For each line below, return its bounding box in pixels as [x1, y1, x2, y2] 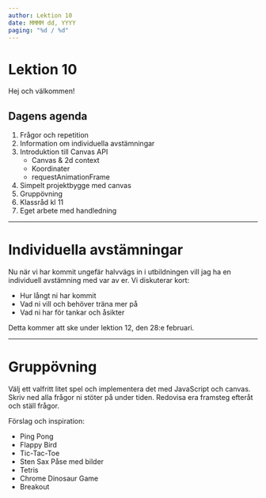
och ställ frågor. [8, 401, 59, 410]
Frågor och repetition [19, 130, 89, 140]
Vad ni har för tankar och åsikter [19, 307, 125, 317]
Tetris [19, 466, 39, 474]
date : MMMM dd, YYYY [8, 19, 77, 27]
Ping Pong [19, 432, 54, 441]
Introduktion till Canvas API [19, 147, 108, 157]
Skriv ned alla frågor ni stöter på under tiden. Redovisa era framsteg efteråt [8, 393, 253, 402]
